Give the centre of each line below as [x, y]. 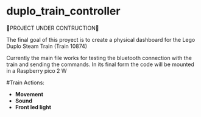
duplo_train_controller [63, 11]
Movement [29, 94]
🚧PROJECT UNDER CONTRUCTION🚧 [53, 28]
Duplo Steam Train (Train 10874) [47, 46]
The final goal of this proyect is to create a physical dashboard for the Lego [101, 39]
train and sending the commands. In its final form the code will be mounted [100, 64]
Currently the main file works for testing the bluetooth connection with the [99, 58]
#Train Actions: [25, 82]
